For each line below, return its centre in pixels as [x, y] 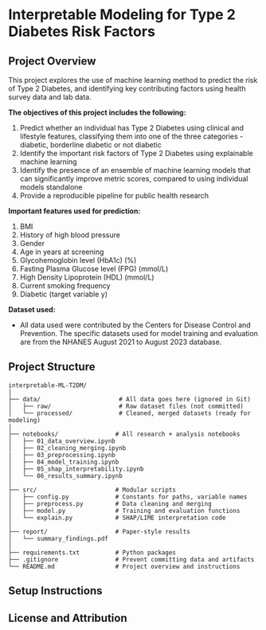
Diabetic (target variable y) [64, 294]
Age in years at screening [62, 252]
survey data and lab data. [50, 97]
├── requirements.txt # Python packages [92, 552]
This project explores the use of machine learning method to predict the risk [133, 80]
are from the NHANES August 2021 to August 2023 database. [121, 342]
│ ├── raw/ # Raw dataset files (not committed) [126, 406]
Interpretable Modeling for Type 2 [122, 15]
